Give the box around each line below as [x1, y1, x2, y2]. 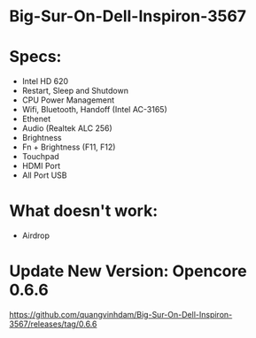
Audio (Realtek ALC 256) [21, 123, 112, 134]
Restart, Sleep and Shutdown [21, 86, 128, 96]
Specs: [9, 47, 62, 67]
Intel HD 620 [21, 76, 69, 87]
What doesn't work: [9, 201, 159, 221]
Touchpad [21, 151, 59, 162]
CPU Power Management [21, 95, 115, 105]
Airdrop [21, 230, 50, 241]
